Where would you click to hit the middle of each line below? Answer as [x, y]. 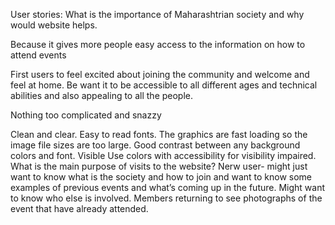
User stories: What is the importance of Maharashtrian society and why [157, 14]
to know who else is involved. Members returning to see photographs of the [166, 198]
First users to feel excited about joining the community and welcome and [160, 74]
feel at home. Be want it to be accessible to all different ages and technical [164, 85]
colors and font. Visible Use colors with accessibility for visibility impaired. [163, 155]
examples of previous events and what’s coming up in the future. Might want [168, 187]
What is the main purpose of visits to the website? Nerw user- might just [159, 166]
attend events [38, 55]
